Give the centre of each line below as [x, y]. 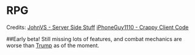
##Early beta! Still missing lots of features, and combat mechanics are [94, 39]
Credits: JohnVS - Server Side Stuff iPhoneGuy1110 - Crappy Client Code [97, 27]
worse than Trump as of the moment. [53, 45]
